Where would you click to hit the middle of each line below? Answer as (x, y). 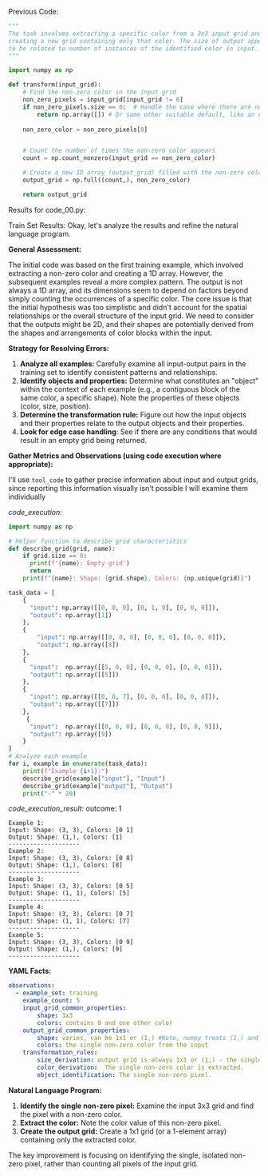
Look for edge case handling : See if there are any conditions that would (138, 432)
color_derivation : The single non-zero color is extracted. (141, 1067)
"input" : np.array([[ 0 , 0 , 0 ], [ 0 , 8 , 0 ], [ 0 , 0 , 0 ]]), (132, 638)
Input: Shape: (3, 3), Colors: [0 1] (71, 831)
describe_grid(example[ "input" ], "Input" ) (94, 779)
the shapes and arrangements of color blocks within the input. (110, 333)
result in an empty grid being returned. (83, 440)
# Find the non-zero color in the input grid (100, 92)
